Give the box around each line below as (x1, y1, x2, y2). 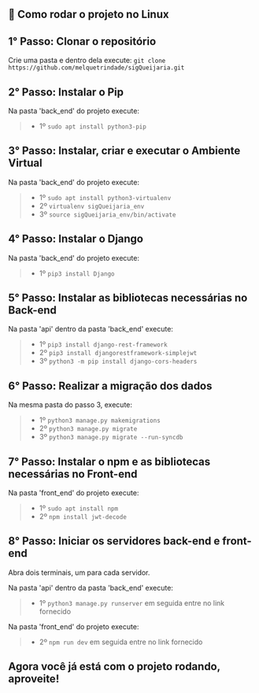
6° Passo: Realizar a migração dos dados (8, 379, 213, 392)
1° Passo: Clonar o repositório (8, 35, 157, 48)
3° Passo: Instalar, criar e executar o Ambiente (8, 144, 241, 157)
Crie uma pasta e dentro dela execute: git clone (8, 56, 166, 65)
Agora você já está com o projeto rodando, (8, 660, 220, 673)
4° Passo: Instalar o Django (8, 232, 144, 246)
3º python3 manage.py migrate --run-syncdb (39, 432, 183, 442)
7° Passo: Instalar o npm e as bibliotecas (8, 454, 211, 469)
